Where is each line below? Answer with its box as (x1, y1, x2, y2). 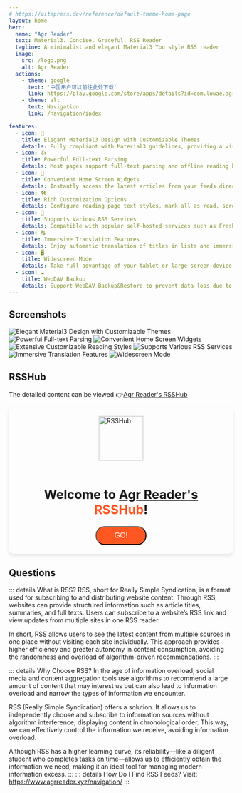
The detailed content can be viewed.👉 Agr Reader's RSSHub (9, 390, 188, 399)
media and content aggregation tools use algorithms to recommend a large (9, 674, 228, 682)
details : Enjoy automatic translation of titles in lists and (21, 242, 210, 250)
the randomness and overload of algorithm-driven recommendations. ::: (9, 652, 219, 661)
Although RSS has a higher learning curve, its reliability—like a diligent (9, 747, 215, 756)
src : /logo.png (21, 57, 67, 64)
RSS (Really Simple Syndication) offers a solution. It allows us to (9, 703, 196, 712)
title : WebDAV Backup (21, 276, 85, 283)
